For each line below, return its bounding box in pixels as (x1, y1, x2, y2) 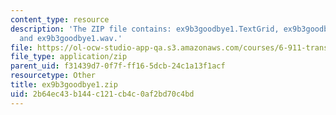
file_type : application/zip (10, 52, 128, 62)
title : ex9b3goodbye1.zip (10, 80, 118, 90)
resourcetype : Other (10, 71, 97, 81)
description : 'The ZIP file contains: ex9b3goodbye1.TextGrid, (10, 24, 280, 34)
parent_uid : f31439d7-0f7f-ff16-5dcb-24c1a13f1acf (10, 61, 226, 71)
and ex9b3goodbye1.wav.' (19, 33, 123, 43)
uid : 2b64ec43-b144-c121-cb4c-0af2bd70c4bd (10, 89, 195, 99)
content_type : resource (10, 14, 110, 25)
